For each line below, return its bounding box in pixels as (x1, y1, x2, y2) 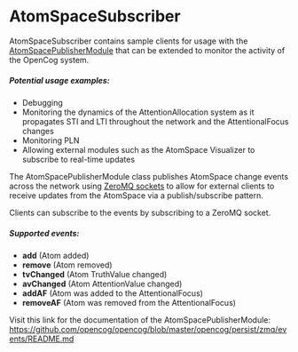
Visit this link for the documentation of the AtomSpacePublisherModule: (9, 314, 271, 325)
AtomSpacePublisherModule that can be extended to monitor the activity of (9, 44, 286, 55)
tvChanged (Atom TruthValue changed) (21, 268, 168, 279)
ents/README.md (9, 333, 74, 344)
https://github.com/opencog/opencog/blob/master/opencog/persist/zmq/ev (9, 324, 287, 334)
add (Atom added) (21, 250, 90, 260)
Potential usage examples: (9, 75, 111, 85)
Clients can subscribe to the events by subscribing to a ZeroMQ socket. (9, 207, 271, 218)
